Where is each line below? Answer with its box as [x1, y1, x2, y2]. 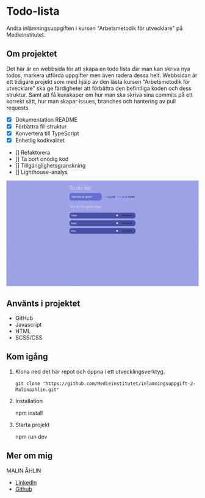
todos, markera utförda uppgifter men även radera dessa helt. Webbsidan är [6, 72, 198, 79]
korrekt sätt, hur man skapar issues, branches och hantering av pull [6, 97, 176, 105]
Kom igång [6, 352, 48, 362]
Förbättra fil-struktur [15, 122, 67, 130]
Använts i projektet [6, 298, 81, 308]
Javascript [15, 321, 42, 328]
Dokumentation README [15, 116, 78, 123]
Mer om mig [6, 451, 53, 461]
